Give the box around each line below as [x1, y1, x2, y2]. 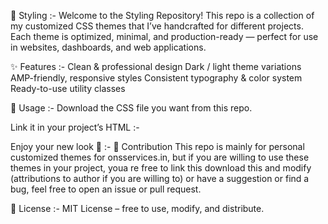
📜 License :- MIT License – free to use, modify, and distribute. [10, 203, 265, 214]
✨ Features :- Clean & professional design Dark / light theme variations [10, 61, 302, 72]
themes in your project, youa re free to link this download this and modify [10, 162, 312, 174]
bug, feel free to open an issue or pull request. [10, 183, 202, 195]
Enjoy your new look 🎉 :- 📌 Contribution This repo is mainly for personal [10, 141, 305, 152]
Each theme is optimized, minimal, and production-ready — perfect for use [10, 31, 319, 42]
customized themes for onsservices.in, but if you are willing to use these [10, 151, 310, 163]
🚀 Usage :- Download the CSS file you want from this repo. [10, 102, 253, 114]
